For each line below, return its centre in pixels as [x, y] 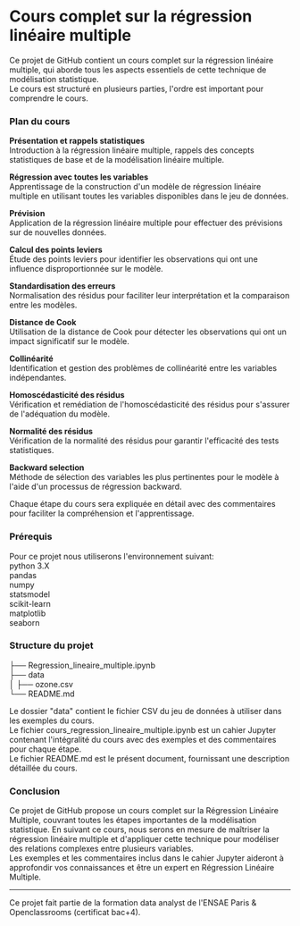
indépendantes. [38, 378]
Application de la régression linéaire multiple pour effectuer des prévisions [146, 223]
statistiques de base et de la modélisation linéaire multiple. [117, 160]
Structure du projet [51, 645]
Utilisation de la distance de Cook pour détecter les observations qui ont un [148, 332]
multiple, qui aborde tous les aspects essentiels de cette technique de [138, 70]
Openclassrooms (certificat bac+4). [75, 913]
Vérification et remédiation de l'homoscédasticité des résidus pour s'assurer [150, 405]
